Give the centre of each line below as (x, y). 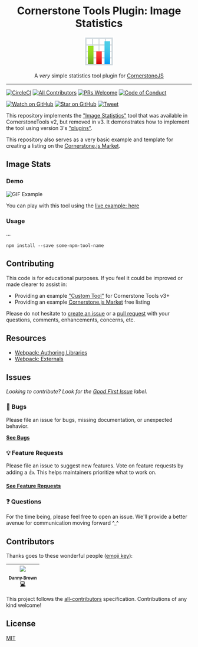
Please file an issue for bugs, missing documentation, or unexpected (89, 420)
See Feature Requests (34, 486)
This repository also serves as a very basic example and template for (90, 139)
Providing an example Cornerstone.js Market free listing (82, 302)
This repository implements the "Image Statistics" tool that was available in (97, 115)
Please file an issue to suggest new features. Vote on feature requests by (95, 466)
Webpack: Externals (39, 359)
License (21, 624)
